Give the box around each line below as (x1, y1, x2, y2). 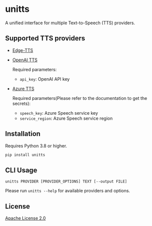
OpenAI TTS (12, 57, 38, 63)
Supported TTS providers (5, 34, 86, 43)
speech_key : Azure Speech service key (19, 110, 98, 116)
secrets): (12, 100, 31, 106)
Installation (5, 130, 41, 138)
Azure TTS (12, 86, 35, 91)
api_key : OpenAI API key (19, 76, 70, 82)
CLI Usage (5, 166, 38, 174)
